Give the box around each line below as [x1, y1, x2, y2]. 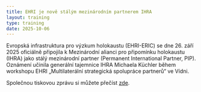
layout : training [6, 14, 50, 20]
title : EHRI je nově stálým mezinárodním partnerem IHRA [6, 8, 152, 15]
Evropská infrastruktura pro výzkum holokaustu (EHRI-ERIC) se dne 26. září [6, 42, 194, 49]
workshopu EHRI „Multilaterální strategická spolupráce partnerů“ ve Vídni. [6, 67, 190, 75]
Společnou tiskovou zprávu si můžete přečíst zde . [6, 79, 130, 87]
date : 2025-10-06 [6, 25, 50, 32]
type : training [6, 20, 45, 26]
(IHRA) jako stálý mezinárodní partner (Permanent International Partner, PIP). [6, 55, 196, 62]
